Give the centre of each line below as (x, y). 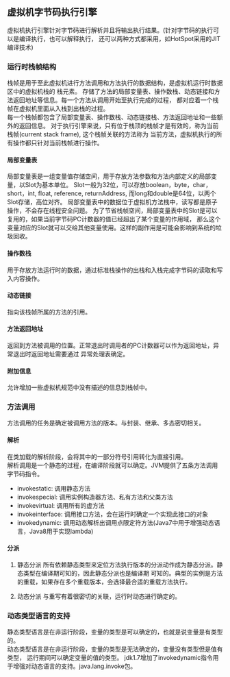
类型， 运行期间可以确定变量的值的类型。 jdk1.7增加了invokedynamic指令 (110, 658)
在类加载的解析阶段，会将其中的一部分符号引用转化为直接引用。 (97, 456)
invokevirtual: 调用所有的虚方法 (61, 505)
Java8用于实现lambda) (61, 531)
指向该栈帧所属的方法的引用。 (49, 312)
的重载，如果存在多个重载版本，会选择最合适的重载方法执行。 (104, 582)
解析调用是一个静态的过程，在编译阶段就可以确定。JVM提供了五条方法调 (110, 465)
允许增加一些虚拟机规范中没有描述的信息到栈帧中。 (79, 387)
